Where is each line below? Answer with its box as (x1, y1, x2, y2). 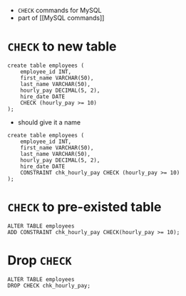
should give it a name (17, 117, 81, 127)
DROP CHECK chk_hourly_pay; (7, 282, 91, 289)
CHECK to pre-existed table (7, 199, 162, 216)
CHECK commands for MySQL (17, 6, 102, 14)
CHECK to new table (7, 38, 117, 55)
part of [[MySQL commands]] (17, 14, 105, 22)
